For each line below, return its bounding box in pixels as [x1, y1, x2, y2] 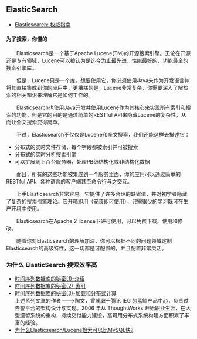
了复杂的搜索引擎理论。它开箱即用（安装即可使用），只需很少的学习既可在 [6, 198, 184, 205]
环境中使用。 [11, 205, 42, 212]
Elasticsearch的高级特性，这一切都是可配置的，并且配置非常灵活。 [6, 245, 167, 252]
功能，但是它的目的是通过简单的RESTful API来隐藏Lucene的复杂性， [16, 111, 182, 118]
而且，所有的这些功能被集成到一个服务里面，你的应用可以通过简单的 [16, 171, 181, 178]
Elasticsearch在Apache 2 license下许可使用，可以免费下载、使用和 [16, 218, 178, 225]
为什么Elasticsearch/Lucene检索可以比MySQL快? [14, 327, 134, 334]
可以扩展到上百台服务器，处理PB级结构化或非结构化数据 [14, 158, 150, 165]
